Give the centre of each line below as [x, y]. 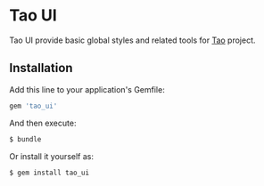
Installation [41, 68]
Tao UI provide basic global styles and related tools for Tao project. [132, 40]
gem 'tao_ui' [33, 106]
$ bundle [25, 139]
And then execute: [43, 123]
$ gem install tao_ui [49, 173]
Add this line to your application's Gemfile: [87, 89]
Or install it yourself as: [51, 156]
